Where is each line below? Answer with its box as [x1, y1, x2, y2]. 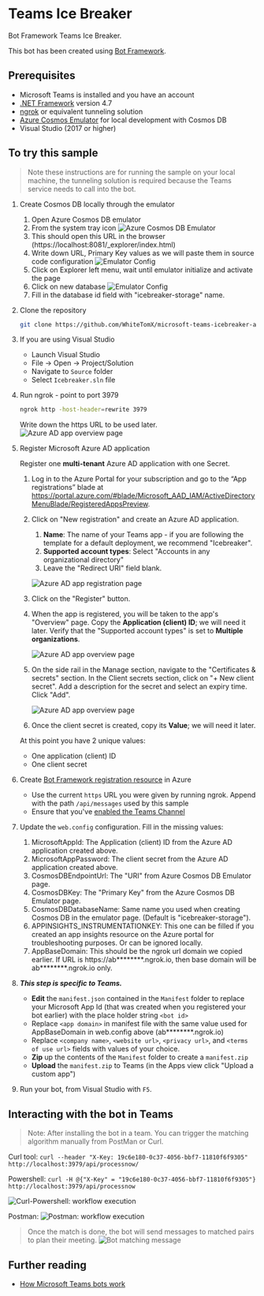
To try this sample [8, 147, 99, 160]
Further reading [8, 1258, 87, 1272]
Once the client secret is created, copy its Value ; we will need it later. [31, 721, 256, 730]
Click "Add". [31, 690, 71, 700]
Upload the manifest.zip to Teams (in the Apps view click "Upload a [31, 1061, 254, 1070]
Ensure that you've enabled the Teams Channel [31, 807, 185, 816]
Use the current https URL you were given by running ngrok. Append [31, 790, 256, 800]
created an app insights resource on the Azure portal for [31, 930, 214, 939]
